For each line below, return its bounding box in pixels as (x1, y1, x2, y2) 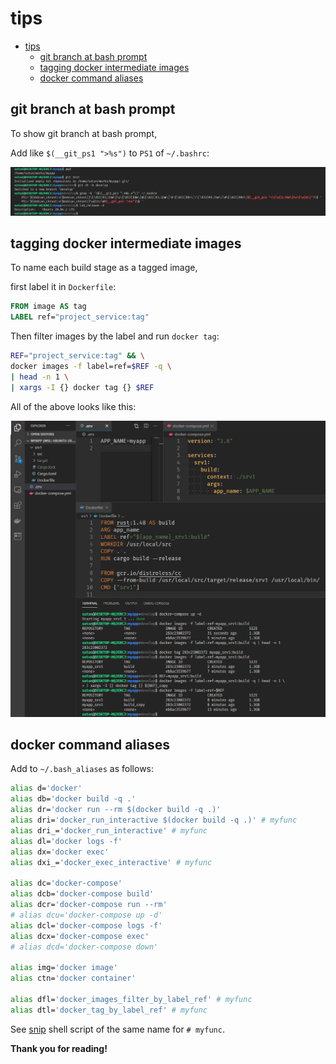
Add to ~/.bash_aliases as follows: (10, 763, 155, 775)
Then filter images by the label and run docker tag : (10, 330, 220, 342)
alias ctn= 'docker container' (10, 973, 137, 984)
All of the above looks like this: (10, 400, 137, 412)
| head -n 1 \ (10, 372, 70, 382)
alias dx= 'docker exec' (10, 847, 110, 857)
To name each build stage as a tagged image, (10, 262, 198, 274)
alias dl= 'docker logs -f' (10, 836, 123, 846)
